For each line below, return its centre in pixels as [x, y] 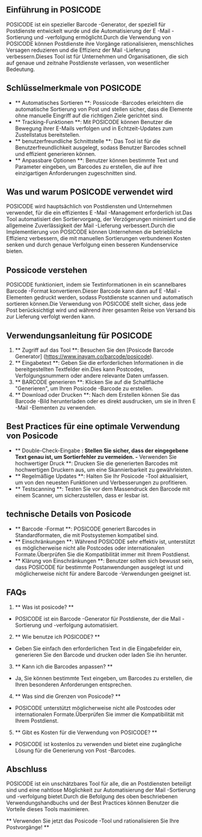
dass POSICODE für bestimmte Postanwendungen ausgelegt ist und [99, 567]
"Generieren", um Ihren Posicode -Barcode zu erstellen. [84, 388]
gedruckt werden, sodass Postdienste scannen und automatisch [114, 297]
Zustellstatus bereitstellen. [47, 134]
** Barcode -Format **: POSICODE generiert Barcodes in [85, 529]
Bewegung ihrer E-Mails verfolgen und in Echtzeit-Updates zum [94, 128]
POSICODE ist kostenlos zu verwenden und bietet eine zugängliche [98, 744]
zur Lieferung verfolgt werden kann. [51, 317]
